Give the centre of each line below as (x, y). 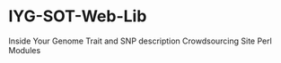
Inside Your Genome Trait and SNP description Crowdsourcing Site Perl (140, 41)
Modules (25, 50)
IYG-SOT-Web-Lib (78, 16)
